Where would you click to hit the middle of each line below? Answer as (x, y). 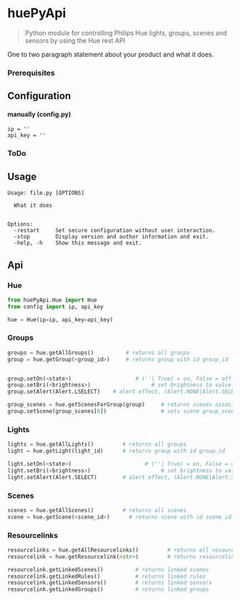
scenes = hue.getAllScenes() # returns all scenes (97, 510)
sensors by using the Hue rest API (75, 40)
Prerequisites (31, 73)
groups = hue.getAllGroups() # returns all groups (99, 352)
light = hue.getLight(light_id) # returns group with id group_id (116, 451)
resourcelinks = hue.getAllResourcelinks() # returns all (108, 550)
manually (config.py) (39, 114)
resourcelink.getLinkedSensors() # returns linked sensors (110, 583)
